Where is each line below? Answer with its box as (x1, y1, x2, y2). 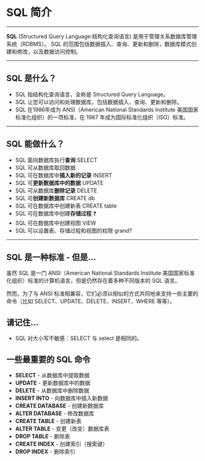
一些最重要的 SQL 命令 (6, 354, 90, 365)
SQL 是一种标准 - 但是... (6, 252, 96, 263)
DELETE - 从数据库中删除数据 (15, 387, 90, 394)
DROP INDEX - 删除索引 (15, 448, 76, 455)
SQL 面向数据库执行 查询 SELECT (15, 156, 98, 164)
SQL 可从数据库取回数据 (15, 164, 76, 171)
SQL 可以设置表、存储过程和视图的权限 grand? (15, 227, 132, 234)
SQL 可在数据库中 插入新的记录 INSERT (15, 172, 113, 179)
